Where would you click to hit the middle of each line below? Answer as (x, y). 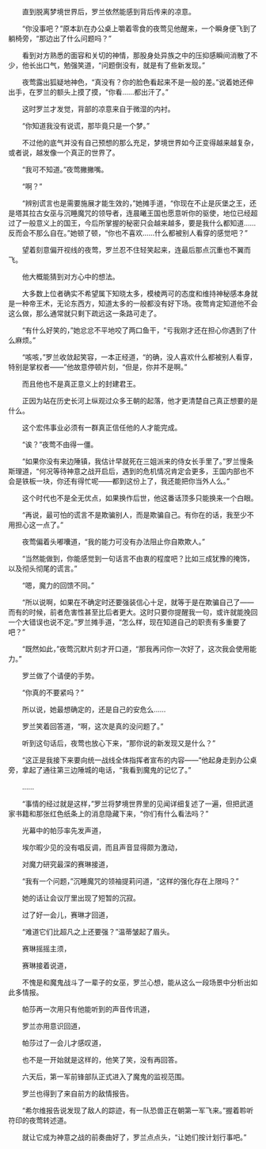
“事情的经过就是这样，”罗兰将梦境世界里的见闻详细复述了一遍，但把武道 (138, 804)
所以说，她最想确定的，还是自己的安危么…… (94, 709)
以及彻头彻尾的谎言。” (43, 569)
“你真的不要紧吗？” (53, 692)
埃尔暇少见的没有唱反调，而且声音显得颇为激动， (102, 847)
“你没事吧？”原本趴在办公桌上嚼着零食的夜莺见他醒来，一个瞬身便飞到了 (139, 29)
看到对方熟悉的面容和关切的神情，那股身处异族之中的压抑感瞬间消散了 (136, 55)
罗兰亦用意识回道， (53, 1026)
